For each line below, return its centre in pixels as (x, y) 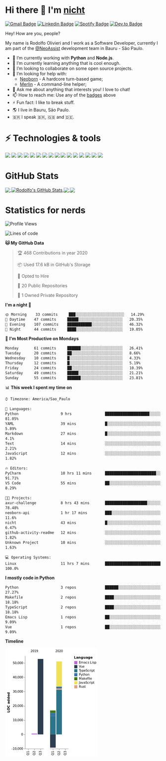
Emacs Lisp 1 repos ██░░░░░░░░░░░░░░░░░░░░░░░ (83, 617)
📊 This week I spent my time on (39, 388)
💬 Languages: (19, 409)
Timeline (14, 641)
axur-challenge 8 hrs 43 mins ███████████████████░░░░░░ (83, 503)
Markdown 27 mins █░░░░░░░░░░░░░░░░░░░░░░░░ (83, 434)
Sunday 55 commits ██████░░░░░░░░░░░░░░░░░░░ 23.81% (74, 378)
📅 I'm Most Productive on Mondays (42, 339)
